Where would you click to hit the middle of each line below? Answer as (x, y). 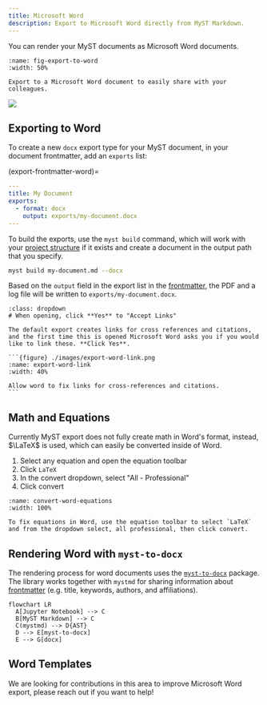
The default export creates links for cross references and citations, (130, 330)
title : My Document (41, 194)
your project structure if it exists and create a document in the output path (130, 247)
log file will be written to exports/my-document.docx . (93, 294)
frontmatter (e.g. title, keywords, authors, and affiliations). (103, 590)
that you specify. (36, 256)
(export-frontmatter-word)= (54, 171)
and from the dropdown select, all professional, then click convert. (128, 530)
